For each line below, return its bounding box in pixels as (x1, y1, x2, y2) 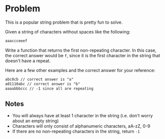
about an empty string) (12, 118, 59, 124)
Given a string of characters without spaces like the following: (5, 29, 131, 35)
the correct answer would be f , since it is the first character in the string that (5, 52, 161, 58)
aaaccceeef (5, 38, 28, 43)
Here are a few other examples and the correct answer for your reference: (5, 67, 156, 73)
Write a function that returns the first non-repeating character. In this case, (5, 47, 157, 53)
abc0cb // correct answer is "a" (5, 77, 74, 82)
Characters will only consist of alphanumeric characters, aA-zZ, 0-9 (12, 123, 150, 129)
